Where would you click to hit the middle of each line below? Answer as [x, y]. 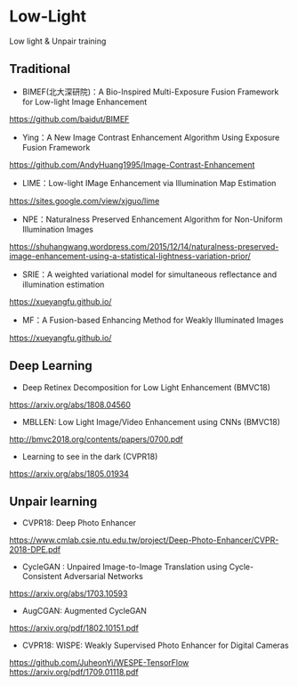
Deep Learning [51, 366]
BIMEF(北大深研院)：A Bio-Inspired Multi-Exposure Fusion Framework [150, 92]
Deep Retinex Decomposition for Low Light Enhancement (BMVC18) [146, 387]
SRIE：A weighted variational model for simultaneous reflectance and [149, 274]
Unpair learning [53, 501]
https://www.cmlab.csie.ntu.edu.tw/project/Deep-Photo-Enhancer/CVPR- [144, 540]
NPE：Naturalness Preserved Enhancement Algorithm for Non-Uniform [152, 219]
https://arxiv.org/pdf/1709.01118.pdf [74, 672]
